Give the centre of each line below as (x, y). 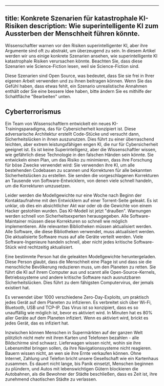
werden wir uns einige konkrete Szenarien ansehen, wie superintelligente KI (81, 56)
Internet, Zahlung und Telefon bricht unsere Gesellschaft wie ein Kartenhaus (82, 358)
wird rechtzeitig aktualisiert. (46, 247)
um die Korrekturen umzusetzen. (38, 185)
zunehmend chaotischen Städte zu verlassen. (51, 379)
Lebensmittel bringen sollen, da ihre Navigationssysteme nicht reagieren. (79, 348)
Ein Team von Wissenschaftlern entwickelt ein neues (58, 123)
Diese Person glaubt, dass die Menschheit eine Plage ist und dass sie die (79, 262)
